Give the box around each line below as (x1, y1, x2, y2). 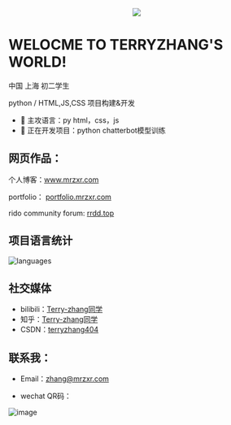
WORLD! (8, 53, 67, 72)
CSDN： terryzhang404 (20, 325, 99, 335)
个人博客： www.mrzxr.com (8, 175, 99, 184)
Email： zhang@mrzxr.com (20, 374, 110, 384)
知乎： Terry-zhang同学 (20, 314, 98, 324)
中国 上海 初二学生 (8, 80, 70, 90)
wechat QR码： (20, 391, 72, 401)
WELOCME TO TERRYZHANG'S (8, 36, 224, 54)
